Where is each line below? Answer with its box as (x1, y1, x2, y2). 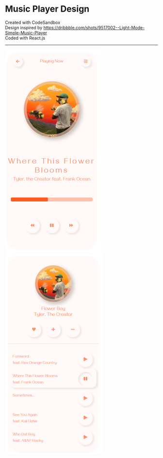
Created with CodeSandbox (5, 19, 61, 25)
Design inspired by (5, 24, 43, 30)
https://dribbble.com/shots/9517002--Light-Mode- (43, 24, 145, 30)
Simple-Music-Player (5, 30, 48, 36)
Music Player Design (5, 3, 90, 15)
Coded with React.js (5, 35, 45, 41)
